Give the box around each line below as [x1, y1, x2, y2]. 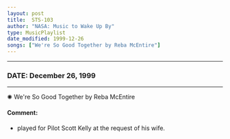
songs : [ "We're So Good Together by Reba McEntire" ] [7, 42, 161, 49]
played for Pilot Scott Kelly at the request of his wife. [16, 124, 166, 132]
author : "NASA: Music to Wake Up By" [7, 23, 115, 29]
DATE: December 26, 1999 [7, 71, 96, 80]
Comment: [7, 108, 38, 116]
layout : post [7, 10, 44, 17]
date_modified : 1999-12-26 [7, 36, 84, 42]
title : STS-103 [7, 16, 53, 23]
